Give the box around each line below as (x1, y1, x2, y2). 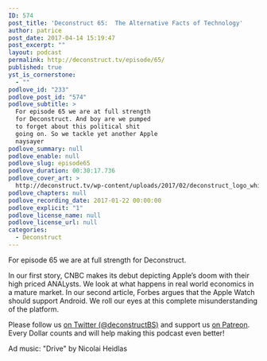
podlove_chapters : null (8, 188, 87, 197)
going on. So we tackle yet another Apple (15, 130, 158, 138)
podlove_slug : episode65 (8, 160, 91, 168)
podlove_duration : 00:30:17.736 (8, 167, 115, 175)
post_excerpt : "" (8, 41, 66, 49)
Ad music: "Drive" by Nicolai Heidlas (8, 344, 128, 353)
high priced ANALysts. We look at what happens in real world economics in (8, 279, 254, 289)
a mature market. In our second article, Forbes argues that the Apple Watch (8, 287, 256, 297)
